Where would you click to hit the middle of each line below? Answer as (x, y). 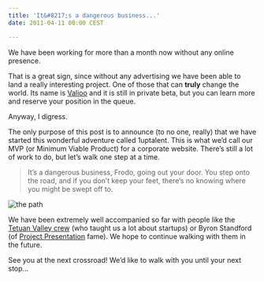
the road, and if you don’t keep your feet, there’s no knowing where (136, 180)
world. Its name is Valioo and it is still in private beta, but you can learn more (132, 92)
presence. (24, 61)
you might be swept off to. (70, 189)
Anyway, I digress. (38, 116)
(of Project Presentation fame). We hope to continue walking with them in (127, 236)
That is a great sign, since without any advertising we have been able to (125, 76)
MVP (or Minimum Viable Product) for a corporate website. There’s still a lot (131, 148)
